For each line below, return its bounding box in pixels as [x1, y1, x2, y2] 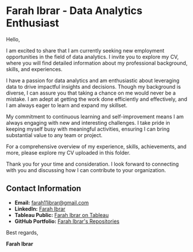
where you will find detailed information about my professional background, [6, 60, 188, 66]
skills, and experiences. [6, 65, 63, 72]
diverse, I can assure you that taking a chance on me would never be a [6, 89, 176, 96]
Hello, [6, 36, 20, 43]
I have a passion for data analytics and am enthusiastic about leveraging [6, 77, 180, 84]
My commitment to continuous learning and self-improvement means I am [6, 113, 184, 120]
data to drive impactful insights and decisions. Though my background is [6, 83, 181, 90]
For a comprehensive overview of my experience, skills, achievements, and [6, 143, 187, 150]
